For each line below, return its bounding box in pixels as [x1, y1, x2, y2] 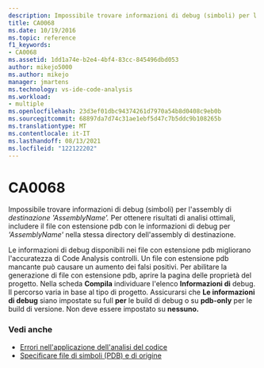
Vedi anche [8, 324, 53, 335]
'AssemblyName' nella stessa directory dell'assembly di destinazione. [8, 230, 236, 240]
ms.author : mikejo [8, 71, 69, 79]
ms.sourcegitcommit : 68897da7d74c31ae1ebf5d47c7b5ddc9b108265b [8, 115, 222, 123]
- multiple [8, 100, 44, 108]
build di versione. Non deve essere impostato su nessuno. [8, 305, 200, 314]
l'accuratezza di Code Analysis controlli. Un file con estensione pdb [8, 254, 229, 263]
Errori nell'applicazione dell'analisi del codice [19, 342, 168, 351]
